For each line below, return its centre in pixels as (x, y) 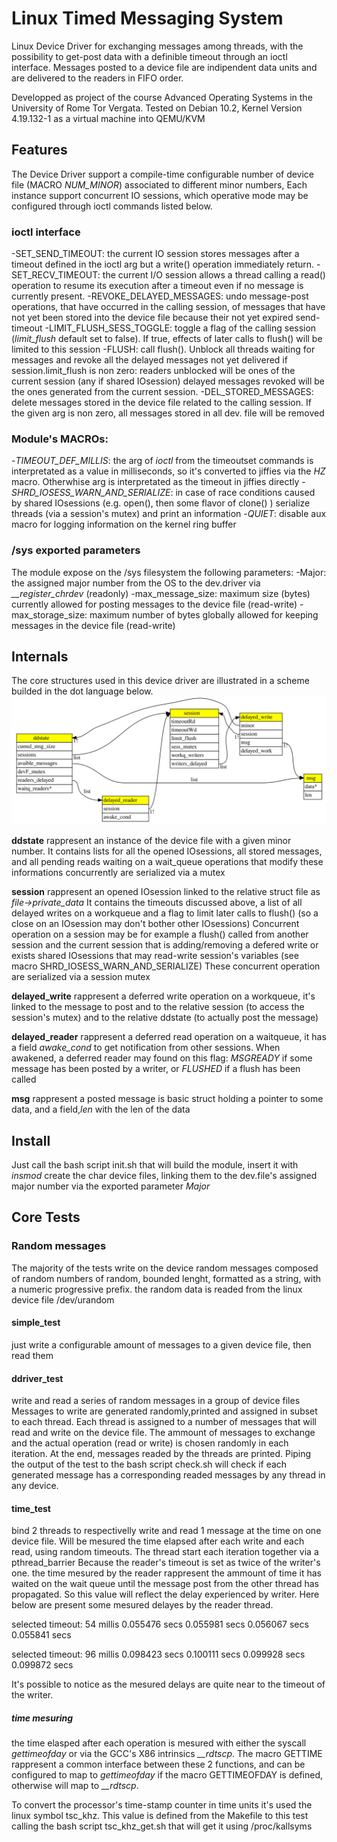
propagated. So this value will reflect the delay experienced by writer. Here (165, 1594)
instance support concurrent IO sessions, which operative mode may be (160, 195)
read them (32, 1355)
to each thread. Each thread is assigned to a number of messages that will (164, 1422)
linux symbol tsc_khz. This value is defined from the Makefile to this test (160, 1816)
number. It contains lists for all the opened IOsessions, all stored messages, (167, 851)
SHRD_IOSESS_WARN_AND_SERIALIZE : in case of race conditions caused (163, 493)
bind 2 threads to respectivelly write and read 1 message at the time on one (166, 1531)
